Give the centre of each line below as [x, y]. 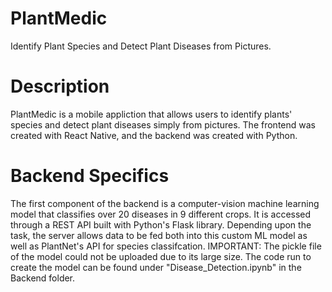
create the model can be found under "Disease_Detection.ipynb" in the [156, 267]
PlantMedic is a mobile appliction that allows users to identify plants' [151, 114]
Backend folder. [43, 278]
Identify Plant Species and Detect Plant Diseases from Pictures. [141, 46]
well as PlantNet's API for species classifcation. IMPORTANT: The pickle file [166, 246]
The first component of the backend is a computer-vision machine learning [165, 203]
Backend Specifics [90, 176]
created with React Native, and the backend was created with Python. [154, 135]
